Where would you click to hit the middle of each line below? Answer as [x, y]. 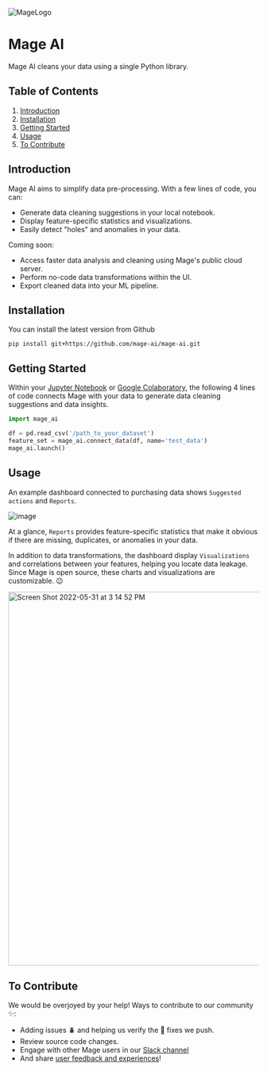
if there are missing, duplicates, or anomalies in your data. [103, 540]
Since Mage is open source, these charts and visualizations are [112, 572]
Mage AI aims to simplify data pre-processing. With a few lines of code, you [132, 188]
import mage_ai [33, 419]
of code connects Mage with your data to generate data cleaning [114, 396]
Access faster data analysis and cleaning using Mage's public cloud [131, 260]
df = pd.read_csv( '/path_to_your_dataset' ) [81, 433]
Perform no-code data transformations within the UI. [106, 277]
